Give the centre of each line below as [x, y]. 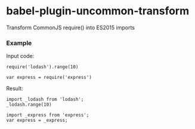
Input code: [20, 56]
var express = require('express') [49, 78]
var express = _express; [37, 121]
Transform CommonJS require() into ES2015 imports [71, 27]
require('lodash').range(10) [42, 67]
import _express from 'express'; [48, 115]
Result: [15, 88]
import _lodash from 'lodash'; [45, 100]
